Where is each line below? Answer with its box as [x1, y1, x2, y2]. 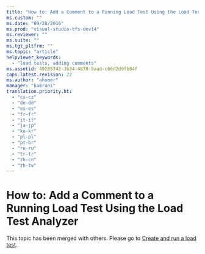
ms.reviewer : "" [6, 32, 48, 38]
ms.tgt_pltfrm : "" [6, 43, 53, 49]
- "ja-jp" [12, 123, 37, 129]
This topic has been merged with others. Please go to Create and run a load [6, 234, 196, 242]
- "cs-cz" [12, 94, 37, 100]
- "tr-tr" [12, 151, 37, 157]
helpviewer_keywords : [6, 54, 62, 60]
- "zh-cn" [12, 156, 37, 162]
